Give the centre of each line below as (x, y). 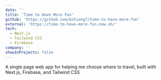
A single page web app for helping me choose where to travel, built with (81, 67)
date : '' (15, 10)
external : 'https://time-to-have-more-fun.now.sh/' (61, 24)
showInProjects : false (29, 52)
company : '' (18, 48)
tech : (11, 29)
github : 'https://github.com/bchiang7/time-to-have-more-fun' (73, 19)
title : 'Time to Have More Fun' (39, 15)
